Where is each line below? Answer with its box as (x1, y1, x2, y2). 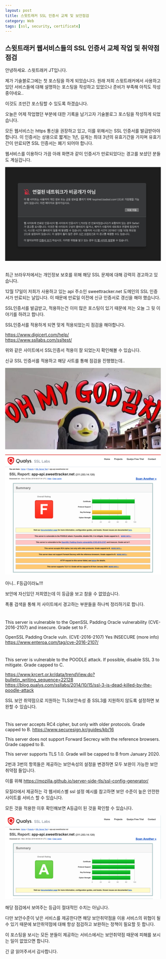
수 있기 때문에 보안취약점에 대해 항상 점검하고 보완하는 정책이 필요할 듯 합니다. (5, 921, 156, 927)
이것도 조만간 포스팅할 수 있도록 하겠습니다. (5, 101, 88, 106)
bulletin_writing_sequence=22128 (5, 676, 74, 683)
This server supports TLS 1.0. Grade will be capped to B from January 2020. (5, 751, 161, 757)
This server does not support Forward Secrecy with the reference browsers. (5, 736, 160, 742)
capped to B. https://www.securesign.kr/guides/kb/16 (5, 726, 114, 732)
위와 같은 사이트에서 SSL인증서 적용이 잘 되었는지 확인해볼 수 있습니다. (5, 347, 141, 353)
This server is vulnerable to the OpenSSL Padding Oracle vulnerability (5, 619, 147, 625)
